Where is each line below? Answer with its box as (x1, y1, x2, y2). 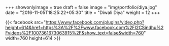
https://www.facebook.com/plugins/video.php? (45, 19, 145, 25)
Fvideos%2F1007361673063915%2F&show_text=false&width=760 (5, 30, 144, 35)
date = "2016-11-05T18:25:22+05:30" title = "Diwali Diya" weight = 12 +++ (5, 9, 160, 15)
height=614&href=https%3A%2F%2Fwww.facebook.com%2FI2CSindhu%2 (5, 24, 164, 30)
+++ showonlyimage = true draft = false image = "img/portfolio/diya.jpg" (5, 4, 157, 10)
